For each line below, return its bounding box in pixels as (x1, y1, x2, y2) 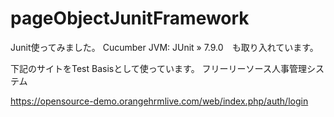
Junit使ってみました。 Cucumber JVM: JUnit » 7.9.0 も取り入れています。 (10, 41, 319, 53)
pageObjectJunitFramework (10, 7, 250, 30)
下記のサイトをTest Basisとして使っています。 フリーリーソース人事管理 (10, 62, 307, 74)
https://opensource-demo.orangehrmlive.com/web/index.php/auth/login (10, 95, 309, 107)
